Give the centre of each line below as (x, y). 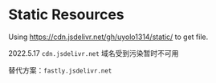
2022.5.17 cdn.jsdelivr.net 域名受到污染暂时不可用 (94, 53)
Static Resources (66, 15)
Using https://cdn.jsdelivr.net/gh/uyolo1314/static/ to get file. (108, 37)
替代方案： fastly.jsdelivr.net (60, 70)
